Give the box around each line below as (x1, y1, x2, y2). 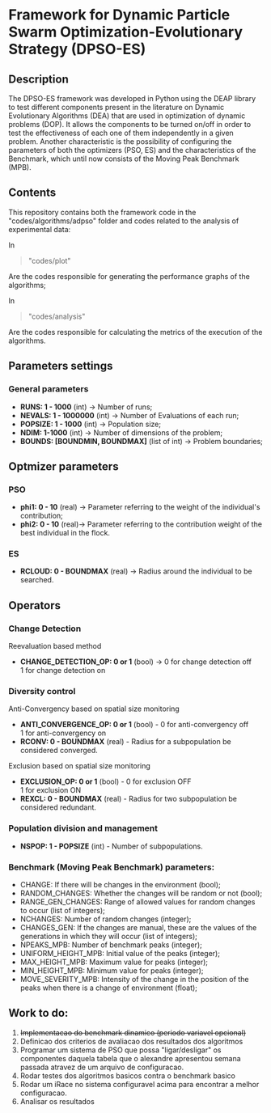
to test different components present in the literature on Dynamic (8, 103, 225, 112)
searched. (19, 575, 54, 585)
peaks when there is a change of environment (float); (19, 983, 198, 992)
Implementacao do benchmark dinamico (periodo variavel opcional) (19, 1027, 247, 1037)
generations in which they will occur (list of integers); (19, 932, 198, 942)
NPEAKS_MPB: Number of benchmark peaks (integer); (19, 940, 202, 950)
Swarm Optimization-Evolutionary (8, 23, 243, 41)
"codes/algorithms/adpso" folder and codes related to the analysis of (8, 216, 239, 226)
